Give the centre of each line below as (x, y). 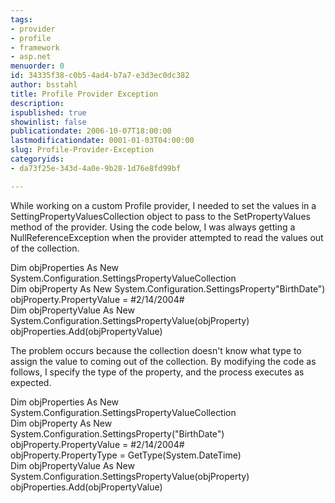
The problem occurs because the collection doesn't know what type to (156, 350)
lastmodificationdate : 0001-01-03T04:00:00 (102, 141)
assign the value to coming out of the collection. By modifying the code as (163, 361)
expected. (31, 382)
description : (37, 103)
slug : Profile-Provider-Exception (82, 150)
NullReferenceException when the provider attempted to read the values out (167, 237)
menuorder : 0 (37, 66)
